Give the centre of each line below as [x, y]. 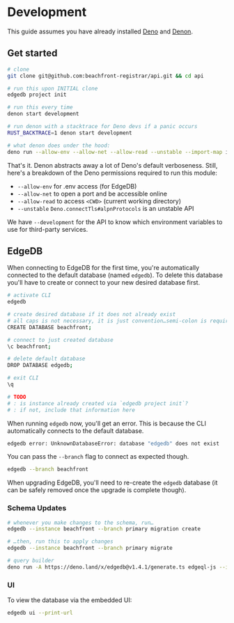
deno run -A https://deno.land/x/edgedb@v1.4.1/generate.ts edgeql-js [112, 567]
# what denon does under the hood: [59, 145]
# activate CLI [29, 295]
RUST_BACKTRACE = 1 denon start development [70, 133]
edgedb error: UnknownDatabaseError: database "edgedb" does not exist [113, 443]
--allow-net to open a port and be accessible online [92, 194]
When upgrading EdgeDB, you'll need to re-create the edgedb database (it [112, 483]
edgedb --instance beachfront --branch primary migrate [90, 548]
